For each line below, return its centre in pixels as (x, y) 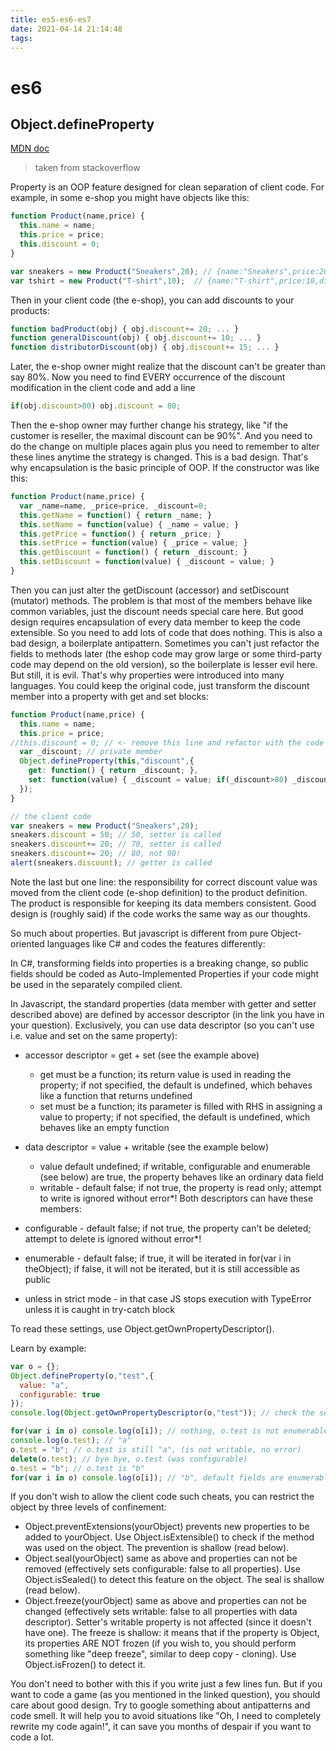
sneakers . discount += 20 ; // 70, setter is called (116, 844)
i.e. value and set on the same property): (94, 1035)
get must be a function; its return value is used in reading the (165, 1074)
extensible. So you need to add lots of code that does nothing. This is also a (166, 632)
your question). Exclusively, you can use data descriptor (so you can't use (162, 1025)
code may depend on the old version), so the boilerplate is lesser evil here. (164, 664)
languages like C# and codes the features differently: (156, 943)
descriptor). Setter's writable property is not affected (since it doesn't (168, 1622)
